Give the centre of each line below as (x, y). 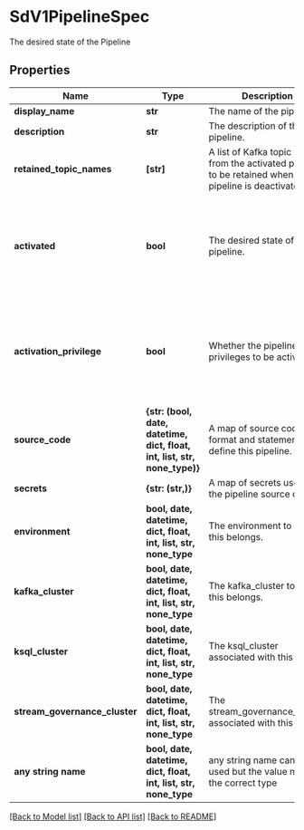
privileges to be (242, 357)
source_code (43, 439)
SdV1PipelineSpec (80, 17)
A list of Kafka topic (250, 151)
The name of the (243, 111)
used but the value (248, 771)
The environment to (250, 526)
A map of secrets (245, 482)
